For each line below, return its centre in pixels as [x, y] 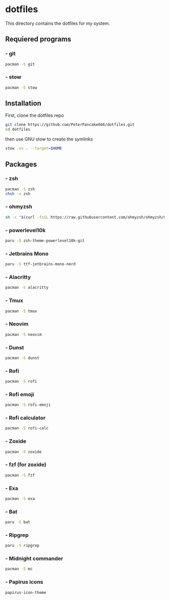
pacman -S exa [20, 499]
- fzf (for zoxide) [26, 465]
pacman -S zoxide [24, 452]
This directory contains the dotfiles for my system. [58, 23]
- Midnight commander [34, 559]
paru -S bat [18, 522]
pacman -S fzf [20, 475]
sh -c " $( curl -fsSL [27, 217]
